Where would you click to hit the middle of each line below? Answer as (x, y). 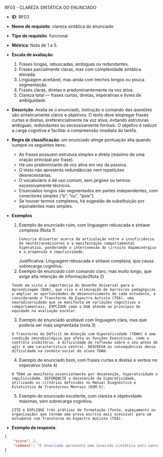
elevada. (27, 74)
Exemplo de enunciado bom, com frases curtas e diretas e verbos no (88, 360)
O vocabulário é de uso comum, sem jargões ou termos (74, 180)
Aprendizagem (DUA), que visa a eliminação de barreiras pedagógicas (84, 290)
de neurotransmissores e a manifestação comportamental (77, 243)
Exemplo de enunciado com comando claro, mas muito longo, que (85, 271)
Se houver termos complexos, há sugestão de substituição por (82, 201)
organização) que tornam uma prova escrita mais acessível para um (81, 414)
